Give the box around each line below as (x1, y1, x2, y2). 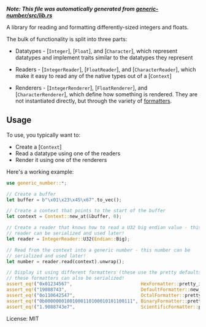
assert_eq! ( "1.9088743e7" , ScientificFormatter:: (6, 304, 199, 310)
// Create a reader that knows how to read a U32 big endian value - (6, 225, 188, 231)
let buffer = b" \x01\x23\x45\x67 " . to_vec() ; (6, 196, 122, 203)
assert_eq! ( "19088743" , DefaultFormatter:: (6, 287, 191, 293)
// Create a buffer (6, 191, 56, 197)
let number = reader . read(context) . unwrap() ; (6, 258, 124, 264)
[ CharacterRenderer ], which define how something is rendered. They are (15, 91, 198, 98)
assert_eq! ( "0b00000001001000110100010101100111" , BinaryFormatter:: (6, 298, 188, 304)
